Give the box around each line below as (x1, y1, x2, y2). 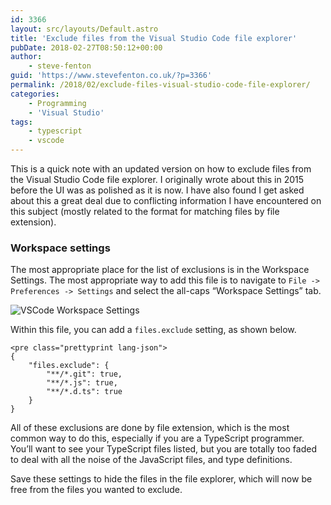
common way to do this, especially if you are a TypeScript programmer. (10, 432, 305, 445)
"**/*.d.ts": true (46, 387, 123, 397)
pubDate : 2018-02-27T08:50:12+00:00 (10, 42, 163, 53)
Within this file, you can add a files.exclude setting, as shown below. (10, 324, 297, 336)
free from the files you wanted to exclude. (10, 484, 183, 496)
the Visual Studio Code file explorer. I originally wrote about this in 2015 (10, 174, 305, 185)
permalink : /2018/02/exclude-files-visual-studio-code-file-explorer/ (10, 80, 311, 90)
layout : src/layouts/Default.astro (10, 24, 159, 34)
